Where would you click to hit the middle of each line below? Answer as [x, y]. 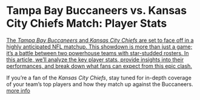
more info [18, 90]
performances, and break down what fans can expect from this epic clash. [99, 66]
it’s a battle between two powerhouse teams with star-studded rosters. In [98, 53]
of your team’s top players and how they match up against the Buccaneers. [100, 84]
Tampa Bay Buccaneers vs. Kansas [97, 11]
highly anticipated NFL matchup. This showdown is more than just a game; [99, 47]
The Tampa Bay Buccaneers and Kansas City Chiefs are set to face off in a [100, 40]
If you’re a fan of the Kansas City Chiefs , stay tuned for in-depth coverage [99, 78]
